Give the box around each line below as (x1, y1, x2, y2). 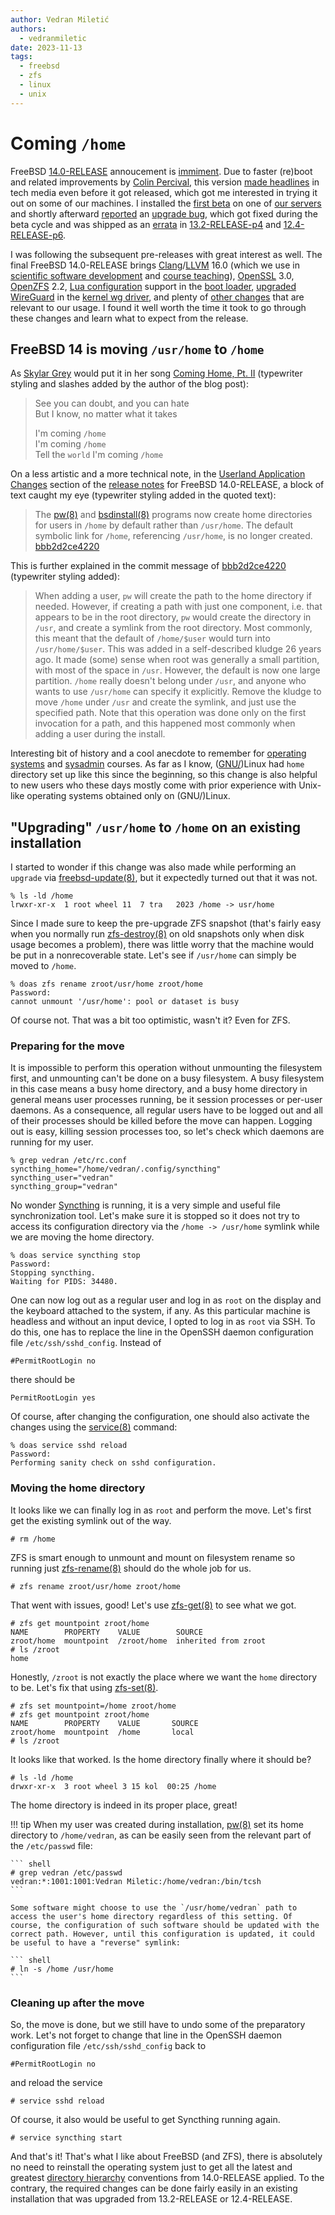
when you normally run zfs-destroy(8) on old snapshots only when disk (10, 928, 305, 940)
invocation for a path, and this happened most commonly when (34, 717, 296, 730)
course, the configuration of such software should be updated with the (10, 1920, 320, 1930)
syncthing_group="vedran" (10, 1182, 118, 1192)
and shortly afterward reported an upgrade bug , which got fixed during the (10, 207, 318, 220)
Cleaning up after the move (10, 1996, 145, 2010)
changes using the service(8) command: (10, 1421, 178, 1433)
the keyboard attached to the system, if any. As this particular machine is (10, 1305, 311, 1317)
